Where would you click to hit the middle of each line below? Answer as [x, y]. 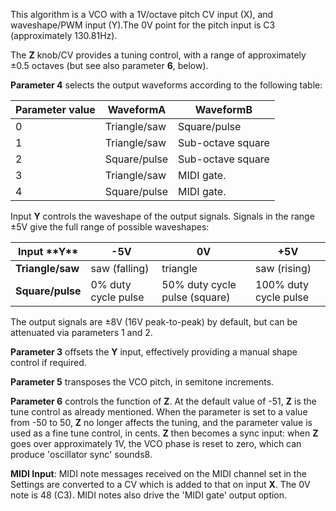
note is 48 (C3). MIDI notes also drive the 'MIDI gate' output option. [149, 495]
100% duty [282, 284]
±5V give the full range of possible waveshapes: [110, 227]
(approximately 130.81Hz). [64, 35]
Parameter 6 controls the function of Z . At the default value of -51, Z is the [163, 401]
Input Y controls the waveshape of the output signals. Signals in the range [162, 216]
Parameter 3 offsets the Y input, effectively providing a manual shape [154, 352]
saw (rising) [283, 268]
